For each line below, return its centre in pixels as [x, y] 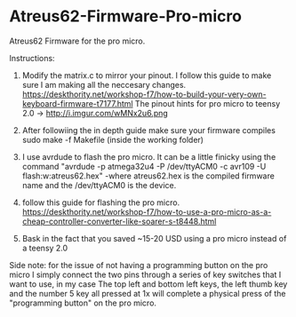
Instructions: [32, 58]
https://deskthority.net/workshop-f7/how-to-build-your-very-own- [144, 94]
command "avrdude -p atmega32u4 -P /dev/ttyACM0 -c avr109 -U [144, 166]
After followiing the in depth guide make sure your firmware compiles [148, 130]
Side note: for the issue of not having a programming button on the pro [139, 265]
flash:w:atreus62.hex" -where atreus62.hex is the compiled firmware [148, 176]
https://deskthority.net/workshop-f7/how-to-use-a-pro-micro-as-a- [147, 211]
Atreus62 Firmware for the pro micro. [77, 41]
